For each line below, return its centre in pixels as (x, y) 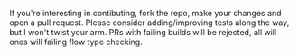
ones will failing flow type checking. (76, 42)
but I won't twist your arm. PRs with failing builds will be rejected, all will (143, 32)
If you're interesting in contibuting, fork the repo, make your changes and (145, 13)
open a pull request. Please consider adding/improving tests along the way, (149, 23)
